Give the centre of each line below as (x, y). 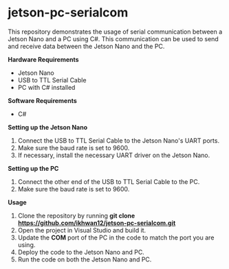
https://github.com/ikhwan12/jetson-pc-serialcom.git (97, 223)
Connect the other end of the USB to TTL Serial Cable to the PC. (109, 182)
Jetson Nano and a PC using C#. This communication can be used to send (113, 38)
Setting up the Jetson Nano (48, 127)
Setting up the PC (33, 168)
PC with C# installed (46, 87)
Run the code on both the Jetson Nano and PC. (85, 259)
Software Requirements (43, 100)
